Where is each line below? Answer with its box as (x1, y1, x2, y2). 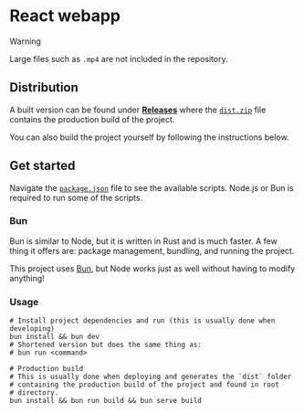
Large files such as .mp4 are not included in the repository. (9, 53, 228, 64)
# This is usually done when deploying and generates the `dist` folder (9, 372, 292, 382)
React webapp (9, 5, 121, 26)
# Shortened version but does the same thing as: (9, 340, 203, 350)
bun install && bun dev (9, 333, 100, 342)
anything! (9, 272, 46, 283)
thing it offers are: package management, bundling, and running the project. (9, 245, 295, 256)
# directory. (9, 388, 59, 397)
